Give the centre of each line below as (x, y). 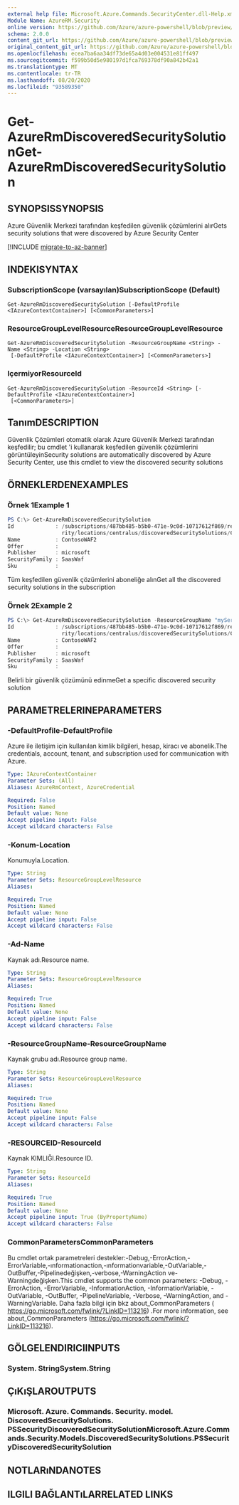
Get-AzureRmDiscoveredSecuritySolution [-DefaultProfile (94, 304)
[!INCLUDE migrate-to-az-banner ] (57, 247)
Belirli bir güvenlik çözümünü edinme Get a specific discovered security (112, 680)
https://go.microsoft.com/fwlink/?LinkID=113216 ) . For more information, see (118, 1311)
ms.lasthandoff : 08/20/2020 (49, 80)
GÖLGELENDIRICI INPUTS (64, 1348)
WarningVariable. (33, 1303)
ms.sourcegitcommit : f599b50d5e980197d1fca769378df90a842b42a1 (103, 60)
